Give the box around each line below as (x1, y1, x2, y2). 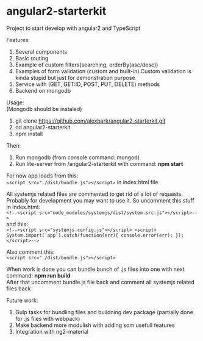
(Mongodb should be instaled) (6, 105, 82, 112)
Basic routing (15, 54, 49, 62)
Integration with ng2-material (15, 328, 88, 335)
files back (6, 285, 31, 292)
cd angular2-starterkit (15, 123, 71, 131)
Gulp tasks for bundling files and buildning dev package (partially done (15, 308, 193, 315)
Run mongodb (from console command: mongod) (15, 154, 140, 161)
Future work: (6, 296, 38, 304)
